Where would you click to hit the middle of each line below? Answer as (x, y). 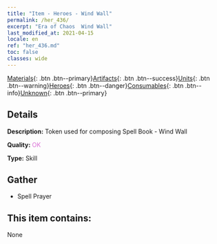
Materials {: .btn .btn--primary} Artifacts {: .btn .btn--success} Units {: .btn (108, 78)
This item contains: (49, 218)
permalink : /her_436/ (38, 20)
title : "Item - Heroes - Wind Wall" (60, 13)
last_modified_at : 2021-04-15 (51, 33)
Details (22, 115)
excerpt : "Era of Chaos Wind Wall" (60, 26)
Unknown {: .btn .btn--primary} (64, 93)
